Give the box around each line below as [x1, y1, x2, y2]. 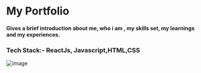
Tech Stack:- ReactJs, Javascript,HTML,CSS [6, 46, 141, 54]
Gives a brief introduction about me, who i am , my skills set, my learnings [6, 24, 195, 31]
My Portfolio [6, 4, 69, 18]
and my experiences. [6, 31, 60, 38]
